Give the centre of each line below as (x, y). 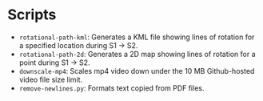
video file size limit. (51, 79)
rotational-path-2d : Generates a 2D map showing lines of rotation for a (137, 54)
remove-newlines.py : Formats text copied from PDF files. (112, 88)
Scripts (32, 15)
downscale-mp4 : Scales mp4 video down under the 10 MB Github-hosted (137, 71)
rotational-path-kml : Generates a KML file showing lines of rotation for (137, 37)
